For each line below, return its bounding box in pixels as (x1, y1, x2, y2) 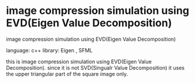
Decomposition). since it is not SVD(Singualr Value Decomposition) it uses (6, 64, 185, 71)
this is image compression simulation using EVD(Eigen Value (6, 58, 152, 65)
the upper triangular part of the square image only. (6, 70, 128, 77)
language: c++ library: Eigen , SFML (6, 46, 93, 53)
